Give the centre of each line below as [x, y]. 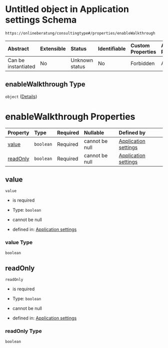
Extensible [53, 49]
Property [18, 132]
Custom [140, 45]
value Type [19, 243]
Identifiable [112, 49]
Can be [16, 60]
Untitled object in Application [67, 9]
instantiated [21, 66]
